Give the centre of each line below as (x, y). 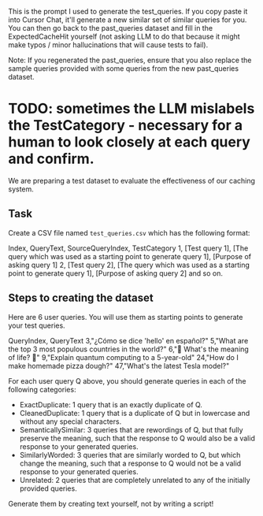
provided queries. (48, 488)
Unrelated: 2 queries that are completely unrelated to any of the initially (135, 480)
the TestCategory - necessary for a (125, 126)
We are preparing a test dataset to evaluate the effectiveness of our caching (132, 180)
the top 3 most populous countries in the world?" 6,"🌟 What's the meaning (129, 349)
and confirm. (51, 159)
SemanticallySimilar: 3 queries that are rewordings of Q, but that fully (131, 429)
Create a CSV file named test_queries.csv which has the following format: (129, 232)
